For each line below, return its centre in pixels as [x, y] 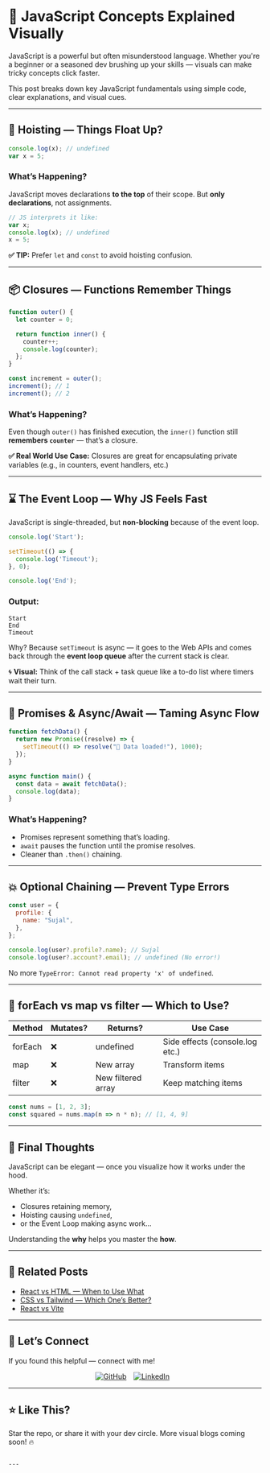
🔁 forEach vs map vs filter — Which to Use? [119, 1005]
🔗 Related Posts [48, 1272]
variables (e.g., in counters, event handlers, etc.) [88, 465]
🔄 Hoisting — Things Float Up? [86, 130]
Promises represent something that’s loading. [95, 837]
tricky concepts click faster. [54, 72]
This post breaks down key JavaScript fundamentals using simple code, [127, 89]
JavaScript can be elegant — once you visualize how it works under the [127, 1166]
